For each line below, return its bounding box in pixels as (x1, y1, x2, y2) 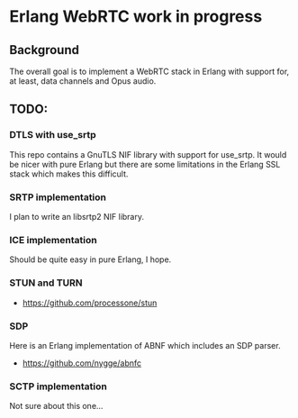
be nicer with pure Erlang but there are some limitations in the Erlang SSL (9, 159, 281, 169)
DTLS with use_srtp (9, 129, 96, 141)
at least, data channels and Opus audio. (9, 76, 157, 86)
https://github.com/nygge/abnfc (22, 358, 142, 368)
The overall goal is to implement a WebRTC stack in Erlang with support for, (9, 66, 290, 77)
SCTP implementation (9, 380, 108, 393)
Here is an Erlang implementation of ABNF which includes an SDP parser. (9, 340, 281, 350)
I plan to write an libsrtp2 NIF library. (9, 211, 145, 222)
